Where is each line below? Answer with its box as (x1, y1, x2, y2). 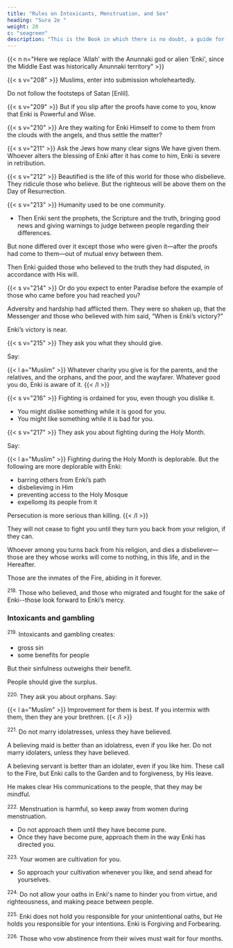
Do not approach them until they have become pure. (17, 825, 166, 834)
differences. (17, 229, 52, 237)
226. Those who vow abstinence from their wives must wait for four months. (7, 933, 223, 942)
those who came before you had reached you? (7, 291, 141, 300)
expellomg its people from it (17, 498, 98, 506)
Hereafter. (7, 560, 36, 569)
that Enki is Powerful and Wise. (7, 110, 96, 119)
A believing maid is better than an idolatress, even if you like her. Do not (7, 741, 212, 750)
